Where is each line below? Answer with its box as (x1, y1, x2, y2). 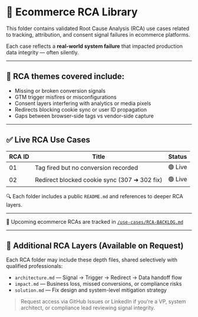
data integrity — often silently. (6, 48, 79, 55)
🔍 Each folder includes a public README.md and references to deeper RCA (6, 192, 184, 200)
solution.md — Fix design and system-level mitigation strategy (14, 286, 167, 294)
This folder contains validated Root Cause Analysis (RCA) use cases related (6, 25, 190, 32)
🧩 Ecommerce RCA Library (6, 5, 138, 19)
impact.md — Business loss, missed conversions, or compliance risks (14, 280, 182, 287)
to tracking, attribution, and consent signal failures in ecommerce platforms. (6, 31, 190, 38)
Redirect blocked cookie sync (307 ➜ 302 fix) (35, 176, 163, 184)
